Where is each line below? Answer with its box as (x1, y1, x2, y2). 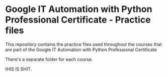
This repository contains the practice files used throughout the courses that (5, 41, 162, 47)
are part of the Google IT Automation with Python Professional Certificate (5, 46, 157, 52)
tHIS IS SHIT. (5, 66, 32, 72)
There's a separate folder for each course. (5, 56, 93, 62)
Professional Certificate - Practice (5, 14, 151, 25)
